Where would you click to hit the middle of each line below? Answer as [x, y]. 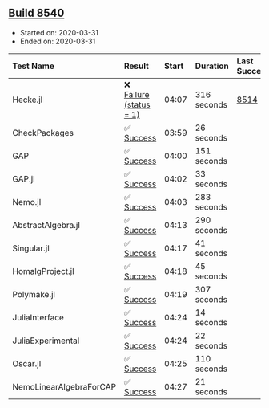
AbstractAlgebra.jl [46, 225]
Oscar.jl [27, 363]
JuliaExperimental [46, 341]
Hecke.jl [28, 100]
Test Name [33, 66]
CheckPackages [43, 133]
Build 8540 [36, 13]
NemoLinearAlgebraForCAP [64, 386]
